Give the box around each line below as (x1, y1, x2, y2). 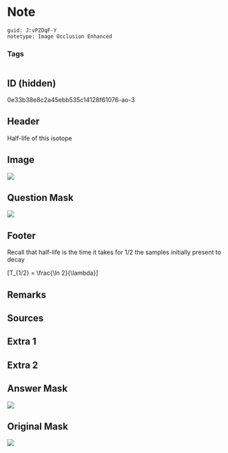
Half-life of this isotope (7, 134, 72, 142)
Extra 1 (7, 336, 37, 347)
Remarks (7, 289, 47, 300)
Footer (7, 229, 37, 242)
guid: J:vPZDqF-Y (7, 27, 57, 34)
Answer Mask (7, 383, 68, 394)
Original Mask (7, 421, 69, 432)
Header (7, 115, 40, 128)
